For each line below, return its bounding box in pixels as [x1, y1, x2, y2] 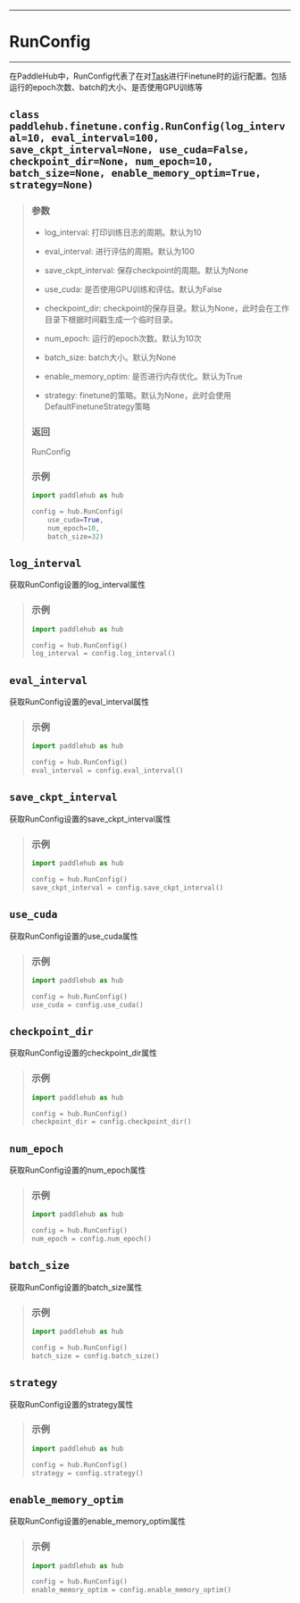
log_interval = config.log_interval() [30, 649, 176, 658]
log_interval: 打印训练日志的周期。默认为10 [44, 227, 203, 238]
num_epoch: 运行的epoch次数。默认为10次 [44, 332, 203, 344]
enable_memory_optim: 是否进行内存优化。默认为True [44, 371, 243, 381]
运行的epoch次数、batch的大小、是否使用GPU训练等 [9, 81, 204, 92]
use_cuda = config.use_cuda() [30, 1000, 145, 1009]
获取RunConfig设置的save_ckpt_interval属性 [9, 814, 171, 824]
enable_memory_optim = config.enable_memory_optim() [30, 1586, 232, 1595]
